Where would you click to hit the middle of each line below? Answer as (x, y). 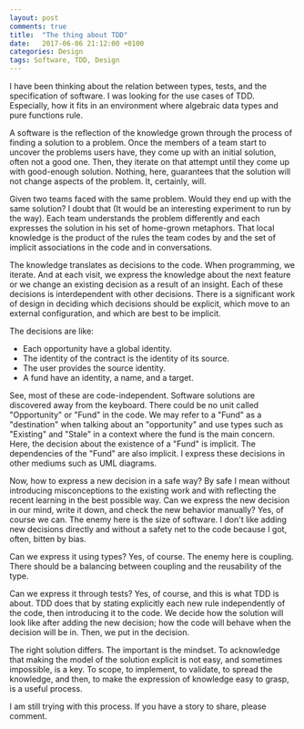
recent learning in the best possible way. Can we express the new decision (150, 500)
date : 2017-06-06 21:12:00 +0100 (77, 43)
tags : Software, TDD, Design (65, 60)
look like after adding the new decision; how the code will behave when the (150, 622)
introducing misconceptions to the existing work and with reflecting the (143, 490)
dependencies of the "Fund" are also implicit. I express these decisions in (147, 453)
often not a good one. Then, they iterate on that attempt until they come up (149, 162)
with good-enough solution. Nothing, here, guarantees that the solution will (150, 171)
